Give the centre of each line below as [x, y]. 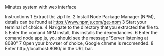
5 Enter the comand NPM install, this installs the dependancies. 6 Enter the [81, 32]
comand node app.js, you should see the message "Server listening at [77, 38]
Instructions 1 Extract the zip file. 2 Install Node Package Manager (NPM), [80, 17]
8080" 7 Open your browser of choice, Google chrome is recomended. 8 [79, 43]
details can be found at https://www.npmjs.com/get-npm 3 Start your [76, 22]
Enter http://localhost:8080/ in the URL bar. [49, 48]
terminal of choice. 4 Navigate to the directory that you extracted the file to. [82, 27]
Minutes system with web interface [41, 7]
